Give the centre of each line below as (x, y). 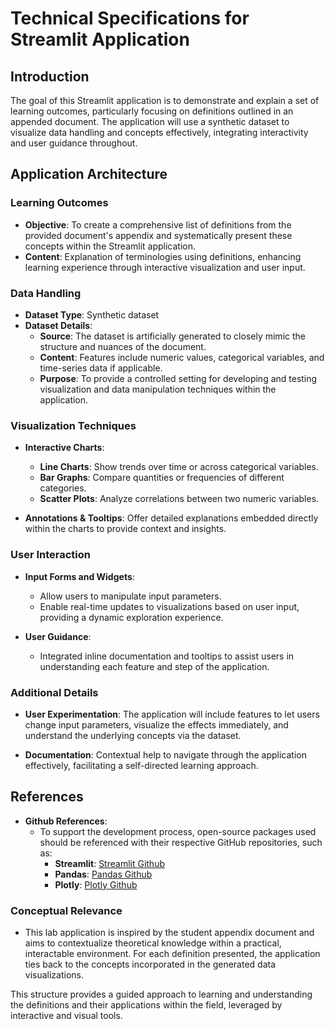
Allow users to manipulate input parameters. (130, 596)
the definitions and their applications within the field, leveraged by (146, 1004)
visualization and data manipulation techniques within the (158, 389)
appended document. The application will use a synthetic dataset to (150, 121)
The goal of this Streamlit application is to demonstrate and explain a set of (165, 100)
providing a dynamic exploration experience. (131, 617)
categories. (63, 488)
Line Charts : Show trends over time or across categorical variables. (179, 467)
